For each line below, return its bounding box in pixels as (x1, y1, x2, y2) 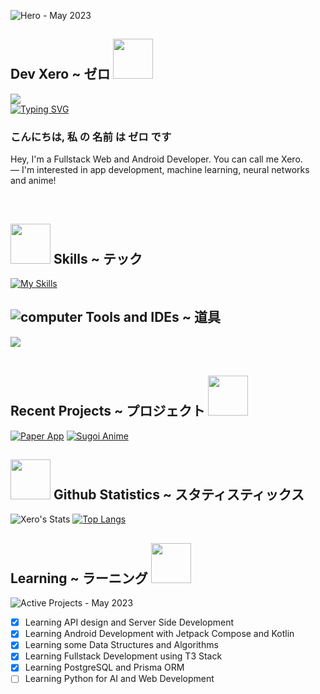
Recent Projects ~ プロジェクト (10, 403, 206, 420)
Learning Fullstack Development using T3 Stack (24, 650, 223, 662)
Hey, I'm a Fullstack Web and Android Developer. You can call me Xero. (10, 153, 303, 165)
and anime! (10, 175, 57, 187)
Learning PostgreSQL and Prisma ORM (24, 661, 185, 674)
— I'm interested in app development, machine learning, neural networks (10, 164, 310, 176)
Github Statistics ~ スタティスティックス (53, 486, 305, 503)
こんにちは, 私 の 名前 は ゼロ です (10, 130, 172, 144)
